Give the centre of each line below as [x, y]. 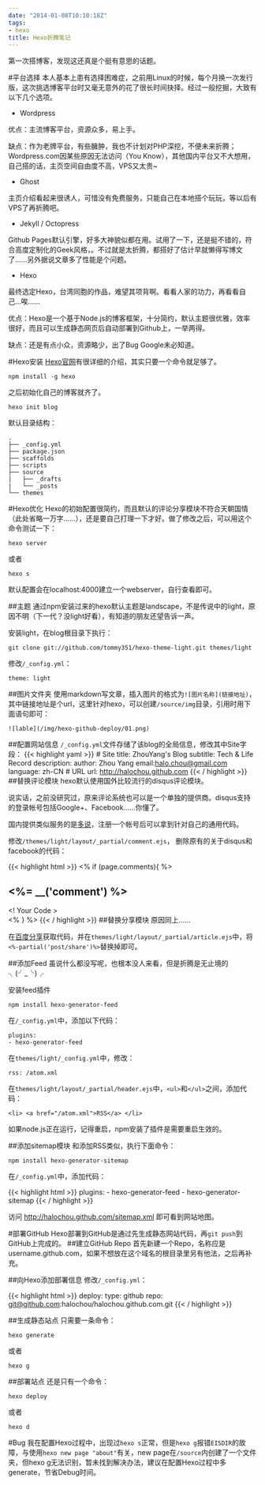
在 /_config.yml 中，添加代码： [57, 1176]
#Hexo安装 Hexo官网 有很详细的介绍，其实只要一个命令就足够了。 [114, 362]
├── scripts [28, 466]
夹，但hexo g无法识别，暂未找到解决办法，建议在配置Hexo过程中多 [118, 1463]
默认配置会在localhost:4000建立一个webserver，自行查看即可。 [112, 589]
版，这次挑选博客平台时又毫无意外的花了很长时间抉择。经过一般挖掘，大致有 [132, 88]
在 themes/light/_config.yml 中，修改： [71, 1058]
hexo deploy [28, 1397]
